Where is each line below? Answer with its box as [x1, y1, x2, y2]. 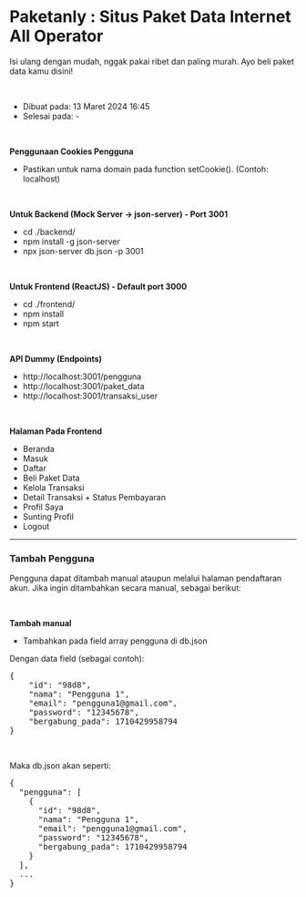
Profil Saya [22, 501, 64, 512]
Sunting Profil [22, 510, 75, 521]
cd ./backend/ [22, 226, 76, 237]
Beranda [22, 443, 55, 454]
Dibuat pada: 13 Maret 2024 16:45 [22, 100, 150, 111]
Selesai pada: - [22, 110, 80, 121]
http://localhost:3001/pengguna [22, 371, 142, 382]
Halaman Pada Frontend [9, 426, 103, 437]
